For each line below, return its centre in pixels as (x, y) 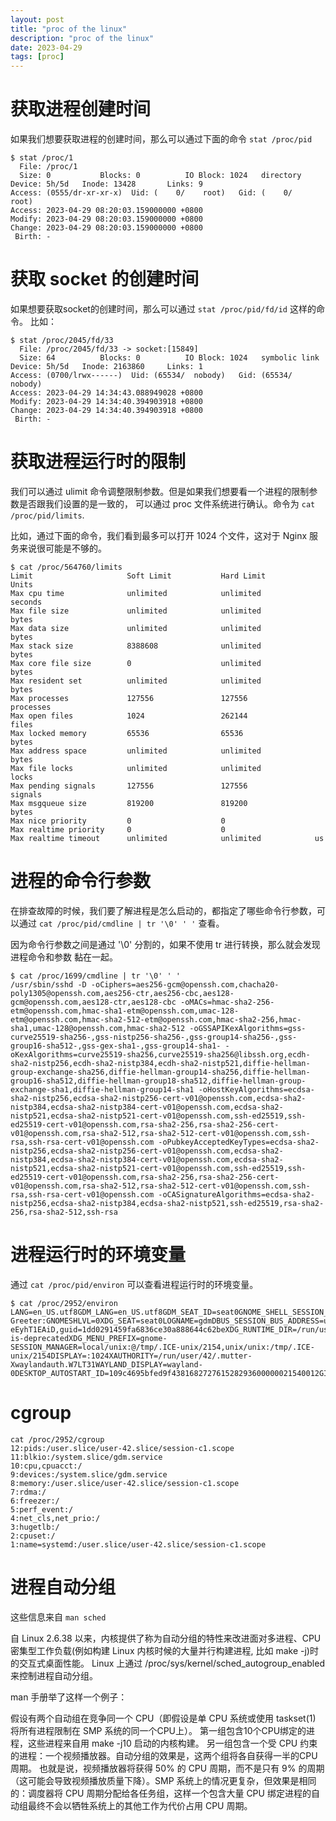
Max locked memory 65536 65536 (127, 733)
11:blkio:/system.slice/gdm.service (86, 1457)
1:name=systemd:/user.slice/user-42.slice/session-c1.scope (138, 1544)
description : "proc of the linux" (82, 38)
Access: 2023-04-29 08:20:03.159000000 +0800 (106, 211)
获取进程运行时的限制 (98, 462)
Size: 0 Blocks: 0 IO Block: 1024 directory (160, 176)
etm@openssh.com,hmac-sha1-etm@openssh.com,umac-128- (125, 1011)
